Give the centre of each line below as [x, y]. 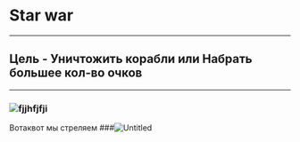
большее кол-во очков [76, 73]
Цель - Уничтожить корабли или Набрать [131, 59]
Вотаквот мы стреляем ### [62, 128]
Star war [42, 16]
